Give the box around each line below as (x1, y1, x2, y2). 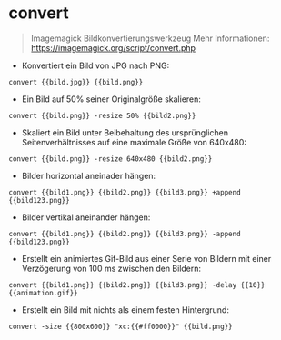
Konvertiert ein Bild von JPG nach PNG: (21, 60, 170, 71)
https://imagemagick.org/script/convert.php (30, 42, 196, 53)
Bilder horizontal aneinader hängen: (21, 170, 156, 181)
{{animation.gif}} (8, 288, 78, 297)
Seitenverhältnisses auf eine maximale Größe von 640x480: (21, 136, 247, 147)
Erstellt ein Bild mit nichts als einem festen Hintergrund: (21, 304, 229, 315)
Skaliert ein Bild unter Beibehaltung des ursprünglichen (21, 126, 229, 138)
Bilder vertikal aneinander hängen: (21, 212, 151, 223)
